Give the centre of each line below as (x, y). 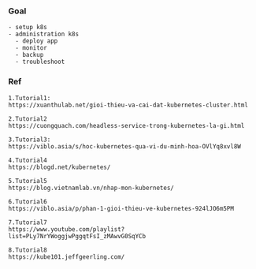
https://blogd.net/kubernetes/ (59, 167)
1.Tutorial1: (30, 98)
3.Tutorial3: (30, 140)
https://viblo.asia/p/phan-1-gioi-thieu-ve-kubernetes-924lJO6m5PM (121, 208)
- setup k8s (28, 28)
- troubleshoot (40, 62)
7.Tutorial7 (28, 222)
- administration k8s (44, 34)
